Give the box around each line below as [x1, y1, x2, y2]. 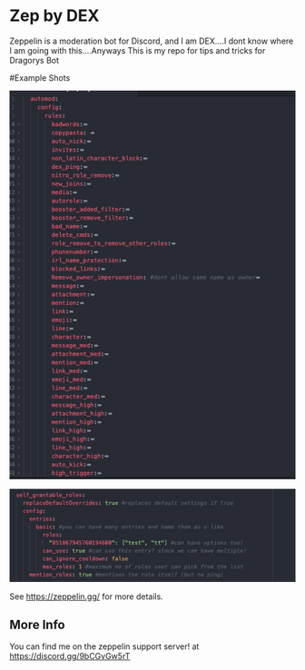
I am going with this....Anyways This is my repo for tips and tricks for [9, 44, 266, 55]
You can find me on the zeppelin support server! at [9, 641, 200, 652]
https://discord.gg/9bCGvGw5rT [9, 651, 131, 662]
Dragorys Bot [9, 54, 60, 65]
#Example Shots [9, 72, 71, 83]
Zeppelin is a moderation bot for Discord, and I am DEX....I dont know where [9, 35, 294, 46]
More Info [9, 617, 65, 633]
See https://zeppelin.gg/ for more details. [9, 591, 163, 602]
